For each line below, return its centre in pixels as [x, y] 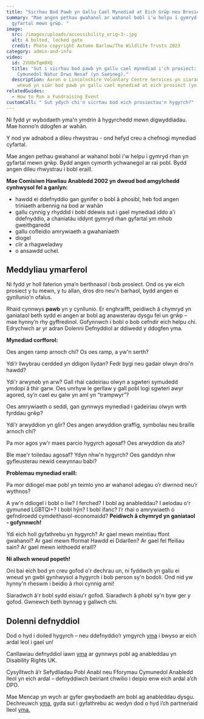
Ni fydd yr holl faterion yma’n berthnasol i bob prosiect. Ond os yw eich [96, 284]
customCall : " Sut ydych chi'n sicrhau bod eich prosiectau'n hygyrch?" [100, 102]
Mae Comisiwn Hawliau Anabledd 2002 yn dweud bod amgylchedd [93, 181]
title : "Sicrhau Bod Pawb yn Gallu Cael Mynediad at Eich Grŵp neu [93, 12]
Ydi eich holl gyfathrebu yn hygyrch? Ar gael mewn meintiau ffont [88, 534]
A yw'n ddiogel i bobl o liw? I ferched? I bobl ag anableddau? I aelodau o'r [99, 503]
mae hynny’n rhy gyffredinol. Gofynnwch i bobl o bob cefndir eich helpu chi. [102, 322]
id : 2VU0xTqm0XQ [32, 63]
